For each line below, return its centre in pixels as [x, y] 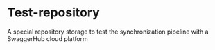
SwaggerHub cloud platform [48, 38]
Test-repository [54, 13]
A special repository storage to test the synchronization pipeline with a [108, 32]
